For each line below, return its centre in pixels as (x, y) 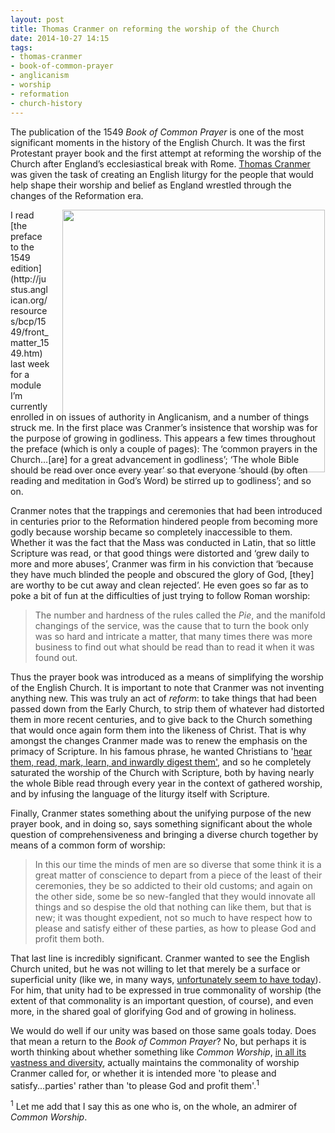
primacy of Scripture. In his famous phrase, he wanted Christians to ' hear (161, 751)
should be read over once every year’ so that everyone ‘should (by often (159, 470)
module (26, 385)
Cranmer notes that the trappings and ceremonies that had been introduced (166, 510)
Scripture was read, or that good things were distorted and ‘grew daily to (160, 553)
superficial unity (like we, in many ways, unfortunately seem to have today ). (166, 979)
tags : (21, 47)
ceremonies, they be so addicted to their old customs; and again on (173, 885)
